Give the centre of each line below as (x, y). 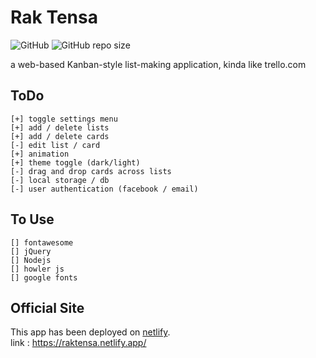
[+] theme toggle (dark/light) (75, 162)
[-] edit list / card (55, 145)
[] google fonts (44, 277)
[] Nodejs (31, 260)
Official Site (47, 307)
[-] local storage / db (60, 180)
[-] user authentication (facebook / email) (104, 189)
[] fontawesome (42, 242)
